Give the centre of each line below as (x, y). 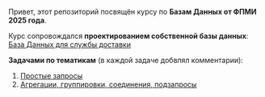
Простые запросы (51, 76)
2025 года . (27, 20)
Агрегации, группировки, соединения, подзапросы (108, 84)
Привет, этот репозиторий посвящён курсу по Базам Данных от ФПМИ (132, 12)
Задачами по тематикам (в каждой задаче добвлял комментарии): (126, 60)
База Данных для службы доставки (70, 44)
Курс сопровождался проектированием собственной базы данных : (128, 36)
